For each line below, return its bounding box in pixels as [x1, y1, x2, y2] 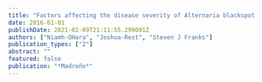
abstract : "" [8, 48, 51, 55]
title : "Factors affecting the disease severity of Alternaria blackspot [8, 11, 256, 20]
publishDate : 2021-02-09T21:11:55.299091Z [8, 26, 149, 34]
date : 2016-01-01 [8, 19, 65, 27]
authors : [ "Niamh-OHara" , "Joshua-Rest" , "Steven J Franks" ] [8, 33, 213, 41]
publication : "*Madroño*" [8, 62, 93, 70]
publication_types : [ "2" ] [8, 41, 93, 48]
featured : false [8, 55, 61, 63]
